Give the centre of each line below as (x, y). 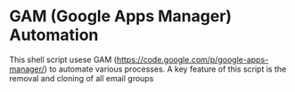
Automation (54, 35)
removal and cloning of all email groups (82, 78)
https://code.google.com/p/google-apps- (193, 59)
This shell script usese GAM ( (63, 59)
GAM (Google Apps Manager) (121, 16)
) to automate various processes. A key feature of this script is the (165, 69)
